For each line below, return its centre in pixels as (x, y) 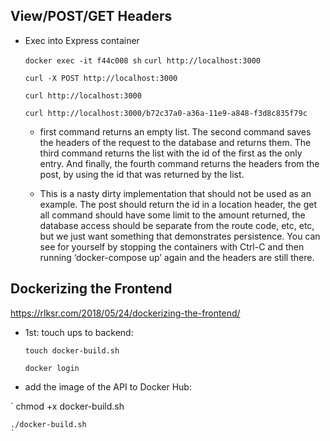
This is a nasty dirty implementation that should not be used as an (175, 193)
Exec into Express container (82, 40)
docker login (52, 368)
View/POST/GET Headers (91, 16)
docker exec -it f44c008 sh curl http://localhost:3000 (143, 60)
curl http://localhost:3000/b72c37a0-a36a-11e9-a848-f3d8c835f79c (166, 113)
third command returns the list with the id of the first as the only (171, 153)
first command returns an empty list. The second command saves (175, 131)
